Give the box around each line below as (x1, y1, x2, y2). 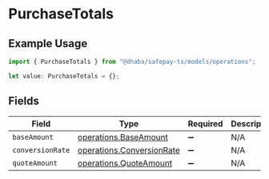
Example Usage (8, 37, 88, 50)
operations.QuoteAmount (77, 157, 173, 169)
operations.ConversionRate (77, 145, 180, 156)
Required (187, 117, 223, 129)
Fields (8, 94, 40, 108)
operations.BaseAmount (77, 131, 168, 142)
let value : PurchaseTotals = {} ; (8, 72, 120, 80)
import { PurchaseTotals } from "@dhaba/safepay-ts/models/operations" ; (8, 58, 256, 66)
